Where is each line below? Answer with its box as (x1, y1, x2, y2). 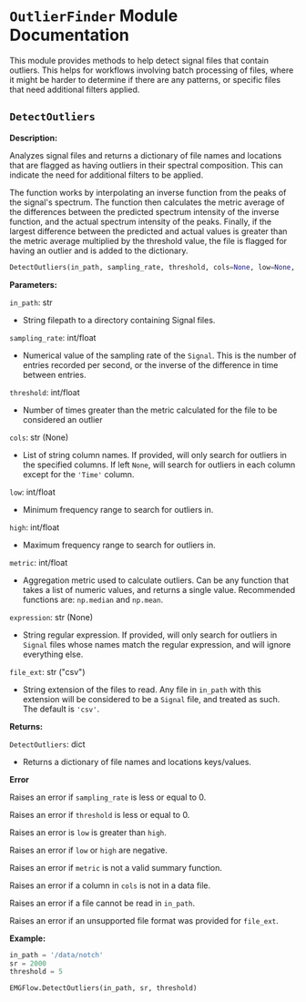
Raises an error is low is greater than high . (9, 826, 167, 838)
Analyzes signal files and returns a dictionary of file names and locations (9, 149, 282, 160)
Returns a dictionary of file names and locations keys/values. (22, 756, 252, 767)
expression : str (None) (9, 611, 94, 622)
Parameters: (9, 279, 57, 290)
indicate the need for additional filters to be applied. (9, 169, 204, 180)
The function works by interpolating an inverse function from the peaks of (9, 187, 287, 198)
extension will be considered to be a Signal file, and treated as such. (22, 693, 280, 704)
